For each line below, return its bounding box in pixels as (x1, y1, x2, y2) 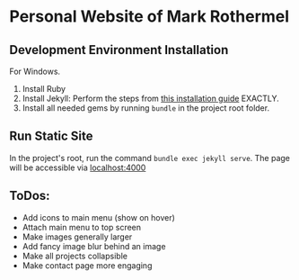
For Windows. (9, 66, 61, 77)
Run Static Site (9, 129, 93, 144)
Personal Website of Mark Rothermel (9, 6, 290, 27)
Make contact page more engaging (22, 259, 153, 271)
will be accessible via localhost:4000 (9, 162, 146, 173)
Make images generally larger (22, 231, 133, 242)
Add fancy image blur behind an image (22, 240, 166, 251)
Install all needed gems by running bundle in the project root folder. (22, 103, 270, 113)
